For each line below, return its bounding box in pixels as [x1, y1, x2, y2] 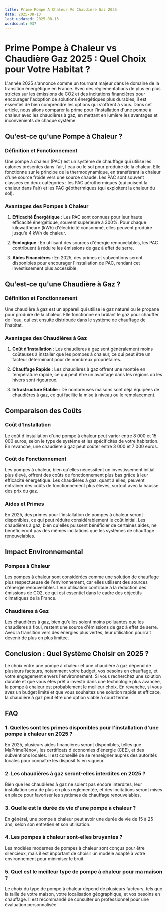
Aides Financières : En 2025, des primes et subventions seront [12, 255, 143, 261]
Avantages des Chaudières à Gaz [5, 334, 87, 341]
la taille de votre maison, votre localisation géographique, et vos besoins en [5, 891, 161, 897]
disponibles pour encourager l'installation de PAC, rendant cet [12, 260, 140, 266]
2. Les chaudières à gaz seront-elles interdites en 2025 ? [5, 770, 146, 777]
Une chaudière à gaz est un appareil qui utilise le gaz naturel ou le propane [5, 306, 159, 312]
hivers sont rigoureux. [12, 377, 58, 383]
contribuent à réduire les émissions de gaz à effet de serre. [12, 245, 134, 251]
